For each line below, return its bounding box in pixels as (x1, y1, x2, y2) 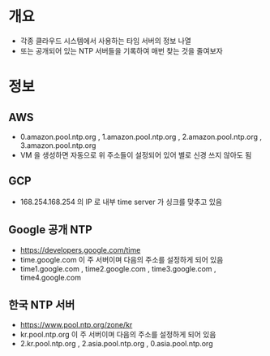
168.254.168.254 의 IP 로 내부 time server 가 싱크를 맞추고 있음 (19, 197, 223, 206)
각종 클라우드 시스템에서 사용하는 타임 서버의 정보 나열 (19, 36, 192, 46)
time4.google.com (19, 272, 82, 282)
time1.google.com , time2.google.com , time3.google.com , (19, 263, 216, 273)
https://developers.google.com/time (19, 245, 141, 254)
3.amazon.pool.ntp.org (19, 140, 96, 150)
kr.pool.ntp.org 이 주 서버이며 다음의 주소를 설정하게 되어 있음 (19, 330, 216, 340)
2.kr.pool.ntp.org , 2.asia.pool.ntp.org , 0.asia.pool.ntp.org (19, 339, 213, 349)
